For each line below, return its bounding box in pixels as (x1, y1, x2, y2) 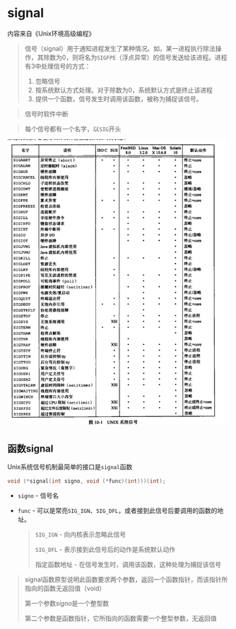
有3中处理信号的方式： (24, 61, 91, 70)
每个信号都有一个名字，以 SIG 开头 (24, 124, 122, 133)
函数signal (7, 442, 54, 454)
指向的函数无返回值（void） (24, 584, 106, 593)
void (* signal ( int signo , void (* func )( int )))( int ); (7, 478, 166, 485)
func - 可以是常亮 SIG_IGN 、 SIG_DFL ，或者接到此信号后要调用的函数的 (17, 507, 218, 515)
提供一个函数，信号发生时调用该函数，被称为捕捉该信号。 (35, 94, 203, 103)
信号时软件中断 (24, 110, 69, 118)
